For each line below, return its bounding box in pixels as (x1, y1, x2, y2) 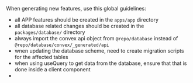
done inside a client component (14, 66, 91, 72)
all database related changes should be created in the (14, 23, 144, 29)
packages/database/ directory (14, 29, 85, 36)
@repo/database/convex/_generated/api (14, 42, 109, 48)
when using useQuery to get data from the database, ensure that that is (14, 60, 187, 67)
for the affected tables (14, 54, 68, 60)
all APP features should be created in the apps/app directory (14, 16, 159, 23)
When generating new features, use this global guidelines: (6, 5, 146, 12)
